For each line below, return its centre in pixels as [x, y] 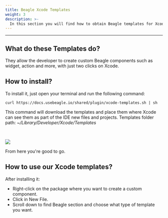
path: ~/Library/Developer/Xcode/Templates [51, 122]
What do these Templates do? [53, 49]
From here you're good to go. [35, 151]
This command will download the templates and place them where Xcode [81, 112]
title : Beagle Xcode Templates [38, 10]
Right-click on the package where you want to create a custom [77, 189]
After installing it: [22, 179]
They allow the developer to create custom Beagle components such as [79, 61]
